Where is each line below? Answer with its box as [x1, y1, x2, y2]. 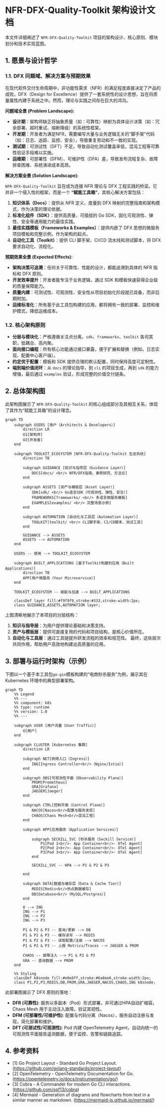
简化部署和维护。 [21, 1018, 56, 1024]
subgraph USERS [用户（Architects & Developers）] [14, 422, 116, 427]
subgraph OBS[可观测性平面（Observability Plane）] [23, 776, 124, 781]
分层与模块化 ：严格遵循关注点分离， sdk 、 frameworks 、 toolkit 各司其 [12, 333, 153, 339]
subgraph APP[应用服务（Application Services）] [23, 827, 119, 832]
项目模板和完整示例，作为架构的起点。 [12, 231, 90, 237]
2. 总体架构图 [5, 387, 45, 396]
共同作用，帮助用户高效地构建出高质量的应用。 [12, 641, 108, 647]
